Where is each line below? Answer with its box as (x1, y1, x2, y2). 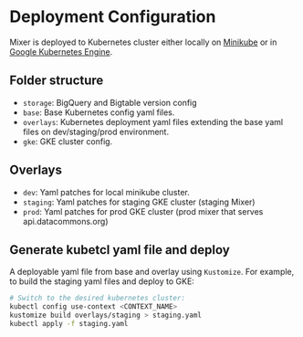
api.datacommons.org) (22, 216, 109, 226)
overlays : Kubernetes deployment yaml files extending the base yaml (22, 116, 284, 127)
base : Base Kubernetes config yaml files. (22, 107, 175, 118)
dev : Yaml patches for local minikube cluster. (22, 186, 190, 197)
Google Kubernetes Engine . (9, 46, 113, 57)
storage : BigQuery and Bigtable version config (22, 97, 198, 108)
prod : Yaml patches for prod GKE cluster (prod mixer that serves (22, 205, 264, 216)
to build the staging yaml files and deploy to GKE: (9, 276, 194, 287)
